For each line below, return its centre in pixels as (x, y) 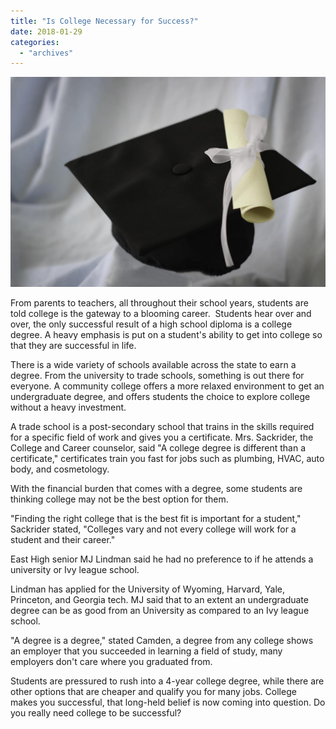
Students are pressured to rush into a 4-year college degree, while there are (167, 681)
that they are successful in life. (73, 345)
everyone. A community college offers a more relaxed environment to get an (167, 386)
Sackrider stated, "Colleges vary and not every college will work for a (153, 529)
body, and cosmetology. (60, 469)
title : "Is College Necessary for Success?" (104, 21)
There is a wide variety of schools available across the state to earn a (153, 364)
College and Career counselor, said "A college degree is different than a (158, 447)
